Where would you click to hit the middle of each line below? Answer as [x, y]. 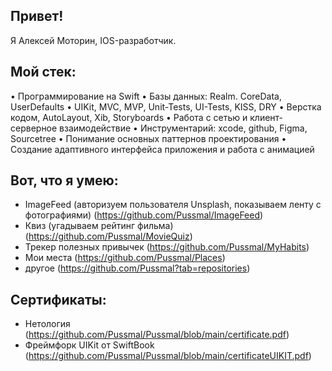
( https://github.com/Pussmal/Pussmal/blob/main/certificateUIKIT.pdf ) [168, 356]
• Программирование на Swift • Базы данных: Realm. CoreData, [146, 96]
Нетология [47, 324]
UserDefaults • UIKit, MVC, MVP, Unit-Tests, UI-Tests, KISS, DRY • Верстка [166, 106]
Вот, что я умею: [64, 180]
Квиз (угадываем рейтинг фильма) [99, 226]
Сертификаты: [58, 299]
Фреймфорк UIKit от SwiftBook [89, 345]
